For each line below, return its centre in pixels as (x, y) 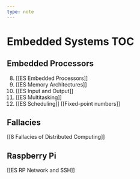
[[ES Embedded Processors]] (52, 78)
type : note (20, 12)
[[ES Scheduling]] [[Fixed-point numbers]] (68, 103)
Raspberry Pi (32, 156)
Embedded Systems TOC (71, 41)
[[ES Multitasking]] (38, 97)
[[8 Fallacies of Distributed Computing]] (56, 137)
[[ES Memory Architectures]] (51, 84)
